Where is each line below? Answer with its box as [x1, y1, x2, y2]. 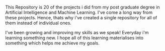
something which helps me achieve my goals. [5, 40, 100, 46]
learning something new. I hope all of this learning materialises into [5, 35, 144, 41]
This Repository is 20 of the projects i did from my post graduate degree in [5, 4, 160, 10]
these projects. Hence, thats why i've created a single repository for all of [5, 15, 157, 20]
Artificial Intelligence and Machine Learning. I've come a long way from [5, 9, 153, 15]
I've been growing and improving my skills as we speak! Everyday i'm [5, 30, 149, 35]
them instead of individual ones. [5, 20, 72, 26]
